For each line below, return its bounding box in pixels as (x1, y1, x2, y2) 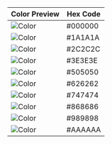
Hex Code (66, 9, 101, 18)
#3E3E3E (66, 56, 98, 65)
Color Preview (11, 9, 60, 18)
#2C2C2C (66, 44, 101, 54)
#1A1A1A (66, 33, 100, 42)
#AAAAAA (66, 125, 101, 134)
